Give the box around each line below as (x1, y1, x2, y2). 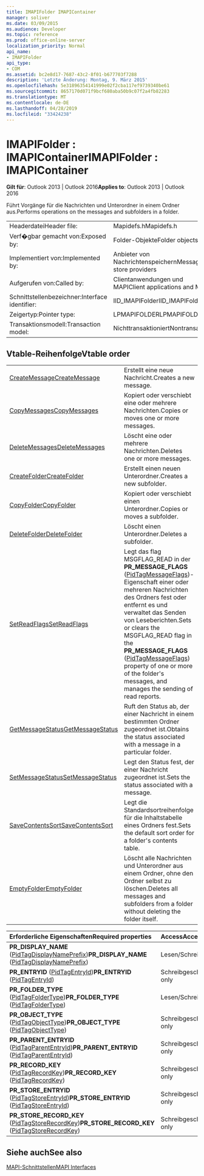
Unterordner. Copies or (124, 504, 188, 513)
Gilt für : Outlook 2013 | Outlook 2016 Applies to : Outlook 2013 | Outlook (6, 184, 185, 191)
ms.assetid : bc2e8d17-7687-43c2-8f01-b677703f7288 (6, 71, 137, 77)
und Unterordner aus (124, 861, 183, 870)
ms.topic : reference (6, 32, 59, 38)
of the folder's (124, 669, 165, 678)
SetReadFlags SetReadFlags (9, 620, 89, 628)
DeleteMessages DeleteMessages (9, 443, 105, 451)
